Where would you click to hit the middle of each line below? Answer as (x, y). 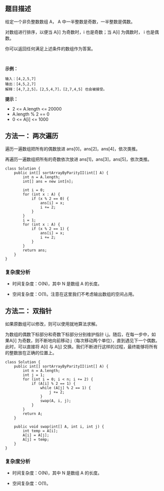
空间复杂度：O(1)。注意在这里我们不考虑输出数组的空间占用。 (74, 294)
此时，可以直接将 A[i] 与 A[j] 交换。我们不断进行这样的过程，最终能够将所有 (82, 347)
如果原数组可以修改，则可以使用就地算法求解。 (52, 324)
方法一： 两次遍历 (32, 136)
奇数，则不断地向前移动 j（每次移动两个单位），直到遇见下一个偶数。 (91, 340)
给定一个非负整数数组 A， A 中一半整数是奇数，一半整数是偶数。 (70, 22)
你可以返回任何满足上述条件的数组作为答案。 (50, 49)
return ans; (35, 250)
